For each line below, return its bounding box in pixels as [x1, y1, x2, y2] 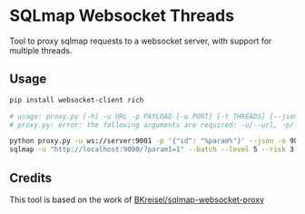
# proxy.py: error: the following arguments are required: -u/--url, [9, 120, 279, 130]
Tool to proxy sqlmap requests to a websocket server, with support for [9, 35, 272, 46]
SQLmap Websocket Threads [9, 5, 234, 26]
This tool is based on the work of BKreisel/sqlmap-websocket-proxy [9, 194, 265, 205]
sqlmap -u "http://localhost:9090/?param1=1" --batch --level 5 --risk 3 [9, 145, 295, 154]
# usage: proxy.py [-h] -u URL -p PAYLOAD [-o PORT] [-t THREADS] [9, 112, 266, 121]
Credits [9, 170, 53, 186]
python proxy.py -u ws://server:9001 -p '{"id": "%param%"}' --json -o [9, 137, 286, 146]
